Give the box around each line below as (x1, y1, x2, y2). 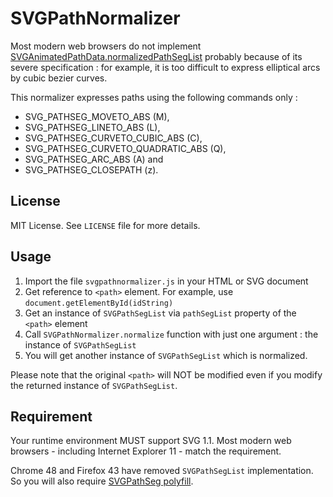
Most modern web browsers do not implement (10, 40, 202, 52)
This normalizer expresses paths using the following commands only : (10, 91, 298, 103)
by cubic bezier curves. (10, 72, 108, 84)
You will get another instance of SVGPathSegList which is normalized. (24, 349, 308, 361)
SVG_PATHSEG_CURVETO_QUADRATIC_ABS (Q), (24, 142, 227, 154)
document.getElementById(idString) (24, 298, 174, 308)
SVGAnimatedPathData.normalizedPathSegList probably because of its (10, 50, 303, 62)
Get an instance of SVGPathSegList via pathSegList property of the (24, 307, 297, 319)
